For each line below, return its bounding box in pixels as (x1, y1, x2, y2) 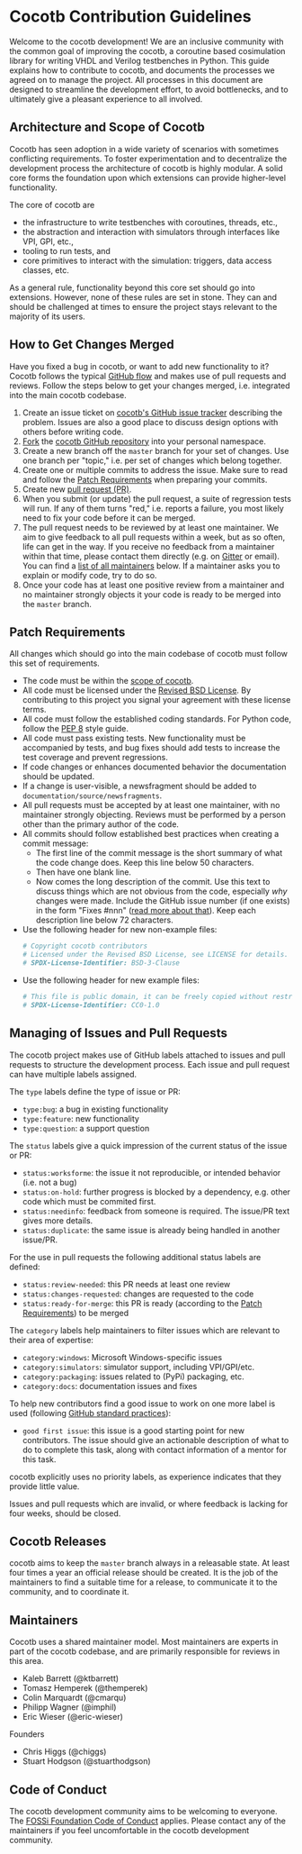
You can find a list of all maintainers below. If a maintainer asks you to (22, 560, 280, 571)
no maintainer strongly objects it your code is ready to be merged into (22, 588, 281, 600)
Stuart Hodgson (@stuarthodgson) (22, 1756, 151, 1767)
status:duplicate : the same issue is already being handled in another (22, 1224, 280, 1235)
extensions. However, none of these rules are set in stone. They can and (9, 291, 277, 303)
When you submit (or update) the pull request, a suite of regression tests (22, 493, 292, 504)
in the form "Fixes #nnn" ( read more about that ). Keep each (35, 905, 256, 916)
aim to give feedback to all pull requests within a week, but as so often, (22, 532, 286, 542)
